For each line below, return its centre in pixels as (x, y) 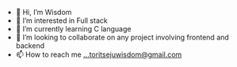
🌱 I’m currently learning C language (73, 29)
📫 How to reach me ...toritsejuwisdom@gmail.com (99, 54)
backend (30, 46)
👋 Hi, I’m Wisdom (44, 12)
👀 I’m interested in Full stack (62, 20)
